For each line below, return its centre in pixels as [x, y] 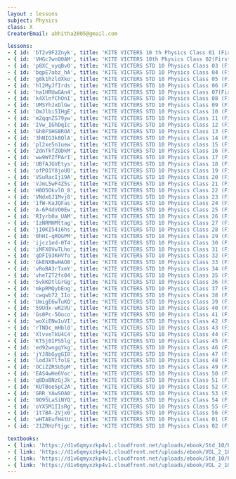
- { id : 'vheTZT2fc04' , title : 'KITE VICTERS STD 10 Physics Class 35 [113, 275]
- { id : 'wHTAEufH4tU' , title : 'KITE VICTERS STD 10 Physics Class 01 [113, 420]
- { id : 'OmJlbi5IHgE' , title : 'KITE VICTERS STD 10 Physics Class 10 [113, 112]
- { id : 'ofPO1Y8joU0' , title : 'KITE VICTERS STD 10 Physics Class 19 [113, 170]
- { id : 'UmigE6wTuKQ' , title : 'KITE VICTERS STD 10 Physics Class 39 [113, 301]
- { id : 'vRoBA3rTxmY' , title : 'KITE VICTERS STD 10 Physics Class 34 [113, 269]
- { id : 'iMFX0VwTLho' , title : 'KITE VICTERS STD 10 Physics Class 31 [113, 249]
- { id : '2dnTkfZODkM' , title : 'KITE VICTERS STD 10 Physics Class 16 [113, 151]
